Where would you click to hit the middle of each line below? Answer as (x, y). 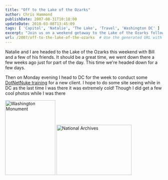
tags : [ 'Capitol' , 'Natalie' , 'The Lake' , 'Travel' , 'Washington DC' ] (82, 28)
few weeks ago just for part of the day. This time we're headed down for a (81, 62)
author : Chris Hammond (29, 14)
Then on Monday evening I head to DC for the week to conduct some (76, 77)
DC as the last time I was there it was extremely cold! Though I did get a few (83, 88)
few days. (15, 67)
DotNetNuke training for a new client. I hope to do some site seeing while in (83, 82)
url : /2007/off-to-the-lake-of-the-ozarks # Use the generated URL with (84, 38)
